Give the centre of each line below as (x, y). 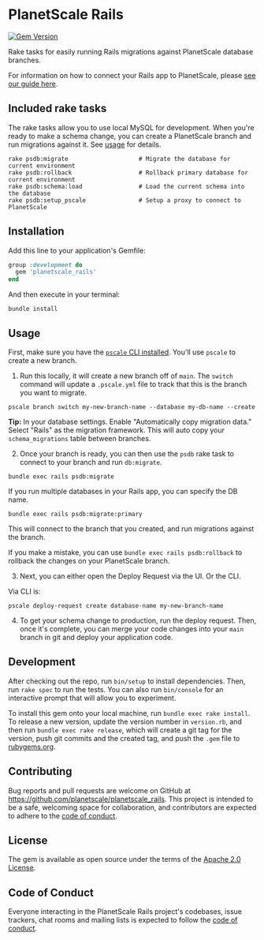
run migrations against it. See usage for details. (85, 144)
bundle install (33, 309)
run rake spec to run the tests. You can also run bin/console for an (116, 689)
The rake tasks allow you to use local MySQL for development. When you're (131, 127)
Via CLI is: (24, 591)
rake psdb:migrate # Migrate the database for (119, 159)
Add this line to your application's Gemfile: (77, 250)
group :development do (45, 265)
